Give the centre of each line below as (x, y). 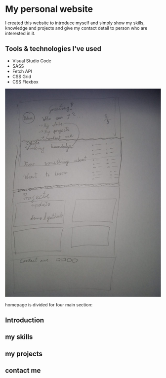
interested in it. (20, 33)
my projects (24, 354)
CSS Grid (21, 76)
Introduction (25, 320)
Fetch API (22, 71)
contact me (23, 371)
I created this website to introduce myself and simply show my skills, (75, 23)
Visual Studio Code (32, 61)
